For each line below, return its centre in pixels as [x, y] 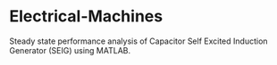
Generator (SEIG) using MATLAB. [70, 50]
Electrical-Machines [86, 16]
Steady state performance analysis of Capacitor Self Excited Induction [138, 41]
